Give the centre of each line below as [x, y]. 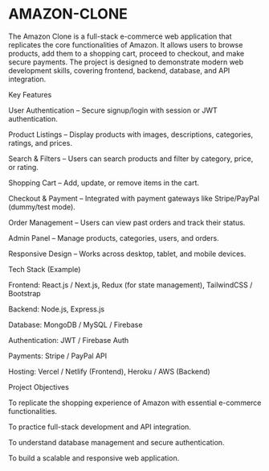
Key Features [30, 94]
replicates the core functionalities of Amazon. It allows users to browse [126, 44]
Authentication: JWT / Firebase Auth [69, 340]
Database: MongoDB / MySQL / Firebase [75, 324]
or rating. [23, 167]
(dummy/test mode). [42, 207]
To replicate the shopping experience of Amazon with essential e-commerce [135, 403]
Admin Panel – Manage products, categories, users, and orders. [114, 238]
